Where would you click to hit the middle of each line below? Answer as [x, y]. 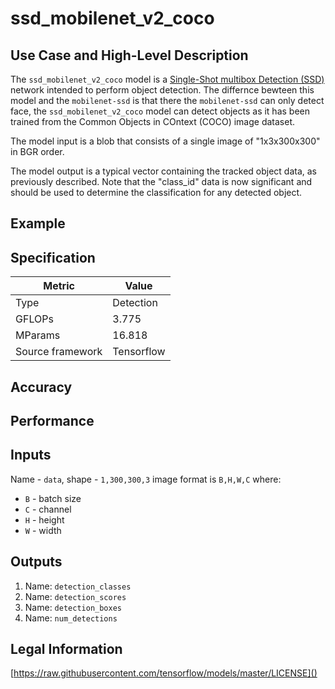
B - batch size [53, 498]
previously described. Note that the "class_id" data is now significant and [161, 181]
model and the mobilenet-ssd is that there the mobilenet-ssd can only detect [167, 100]
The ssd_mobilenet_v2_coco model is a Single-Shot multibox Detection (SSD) [167, 79]
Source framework [59, 352]
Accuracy [41, 387]
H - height [44, 519]
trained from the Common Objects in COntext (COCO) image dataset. [153, 121]
